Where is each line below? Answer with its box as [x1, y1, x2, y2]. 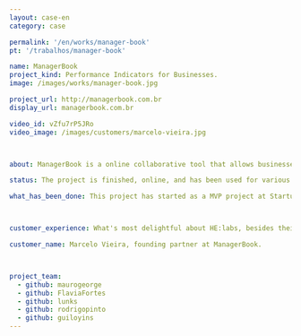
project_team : [9, 271, 63, 280]
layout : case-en [9, 13, 70, 22]
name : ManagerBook [9, 62, 78, 72]
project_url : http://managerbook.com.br [9, 95, 163, 104]
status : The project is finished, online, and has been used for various [9, 176, 291, 185]
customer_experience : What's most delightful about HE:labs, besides [9, 224, 275, 233]
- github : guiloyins [17, 314, 94, 323]
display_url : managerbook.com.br [9, 103, 134, 112]
